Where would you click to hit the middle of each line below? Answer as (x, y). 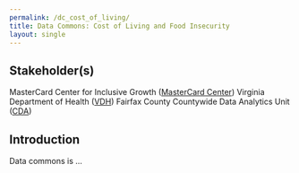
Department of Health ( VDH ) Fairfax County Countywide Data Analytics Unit (149, 102)
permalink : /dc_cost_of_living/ (69, 17)
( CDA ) (21, 111)
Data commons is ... (46, 161)
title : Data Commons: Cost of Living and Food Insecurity (120, 26)
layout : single (38, 34)
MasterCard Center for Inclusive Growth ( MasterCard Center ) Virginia (137, 92)
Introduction (45, 139)
